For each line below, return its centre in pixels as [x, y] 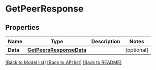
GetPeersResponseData [57, 50]
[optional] [137, 50]
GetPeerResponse [44, 9]
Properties [22, 27]
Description [106, 42]
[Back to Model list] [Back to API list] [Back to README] [64, 62]
